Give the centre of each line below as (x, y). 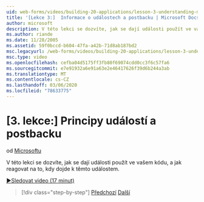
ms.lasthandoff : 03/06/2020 (42, 86)
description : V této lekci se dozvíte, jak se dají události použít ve (99, 29)
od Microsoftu (24, 150)
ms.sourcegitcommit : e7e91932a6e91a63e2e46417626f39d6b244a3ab (88, 68)
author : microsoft (29, 23)
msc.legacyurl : (25, 52)
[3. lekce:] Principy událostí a (81, 121)
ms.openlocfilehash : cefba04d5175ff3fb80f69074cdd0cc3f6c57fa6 (88, 62)
